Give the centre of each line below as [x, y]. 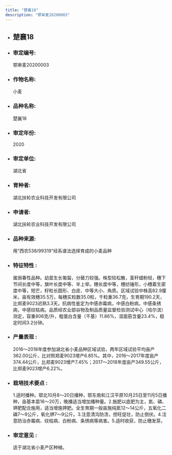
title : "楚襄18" [22, 10]
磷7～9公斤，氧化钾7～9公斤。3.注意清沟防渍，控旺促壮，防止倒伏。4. [87, 414]
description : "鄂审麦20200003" [38, 15]
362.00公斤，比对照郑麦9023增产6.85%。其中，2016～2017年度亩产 [86, 355]
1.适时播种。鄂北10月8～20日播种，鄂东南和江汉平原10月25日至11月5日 [88, 395]
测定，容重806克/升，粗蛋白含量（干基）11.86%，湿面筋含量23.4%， [86, 316]
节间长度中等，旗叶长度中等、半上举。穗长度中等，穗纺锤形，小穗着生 [87, 284]
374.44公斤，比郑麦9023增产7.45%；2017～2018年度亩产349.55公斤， [88, 362]
